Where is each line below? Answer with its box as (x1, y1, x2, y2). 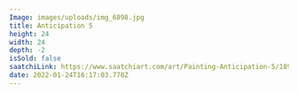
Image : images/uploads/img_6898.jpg (9, 12, 145, 22)
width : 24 (9, 37, 46, 47)
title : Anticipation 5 (9, 21, 93, 30)
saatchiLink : (9, 63, 58, 72)
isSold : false (9, 54, 62, 63)
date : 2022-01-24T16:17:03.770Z (9, 71, 129, 80)
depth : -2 (9, 46, 46, 55)
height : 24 (9, 29, 50, 38)
